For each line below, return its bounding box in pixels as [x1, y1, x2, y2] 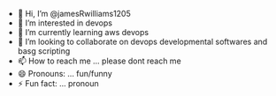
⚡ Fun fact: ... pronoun [17, 78, 99, 88]
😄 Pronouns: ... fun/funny [17, 69, 112, 78]
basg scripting [17, 46, 71, 56]
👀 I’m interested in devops [17, 18, 113, 28]
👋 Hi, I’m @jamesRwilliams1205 [17, 9, 131, 18]
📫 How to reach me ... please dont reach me [17, 55, 181, 66]
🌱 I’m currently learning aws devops [17, 27, 149, 37]
